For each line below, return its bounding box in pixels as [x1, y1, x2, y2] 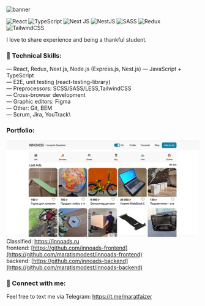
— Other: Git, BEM [6, 104, 53, 112]
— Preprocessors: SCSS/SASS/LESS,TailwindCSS [6, 85, 132, 92]
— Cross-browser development [6, 91, 86, 99]
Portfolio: [6, 126, 35, 135]
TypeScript [6, 72, 34, 79]
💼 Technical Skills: [6, 51, 62, 59]
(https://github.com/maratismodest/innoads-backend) [6, 264, 143, 271]
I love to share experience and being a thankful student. [6, 36, 147, 43]
